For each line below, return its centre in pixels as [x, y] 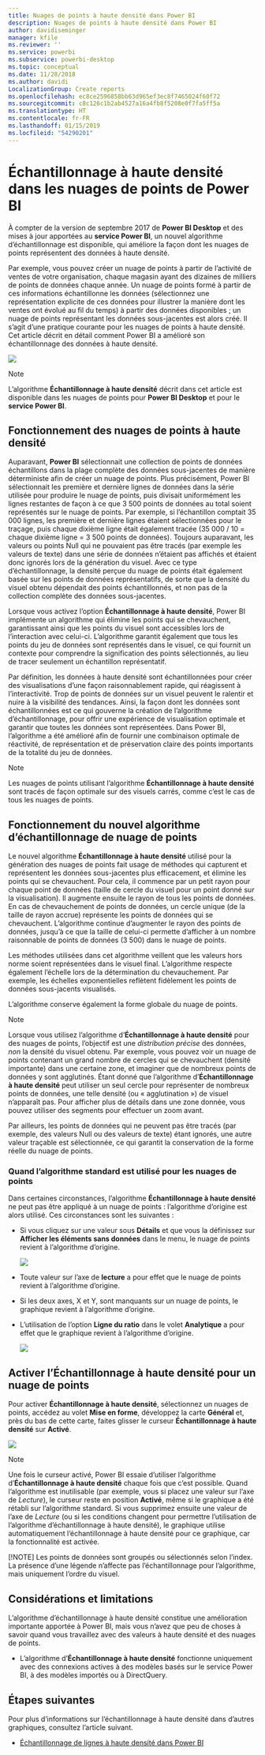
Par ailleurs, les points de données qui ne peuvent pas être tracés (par [122, 1126]
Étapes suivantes [52, 1700]
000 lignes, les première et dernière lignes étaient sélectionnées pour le [125, 520]
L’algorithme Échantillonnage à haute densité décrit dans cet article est [125, 389]
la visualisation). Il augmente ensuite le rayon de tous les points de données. [132, 898]
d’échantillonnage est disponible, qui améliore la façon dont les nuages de [129, 244]
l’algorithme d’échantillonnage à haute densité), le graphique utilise [117, 1525]
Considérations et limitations [81, 1599]
